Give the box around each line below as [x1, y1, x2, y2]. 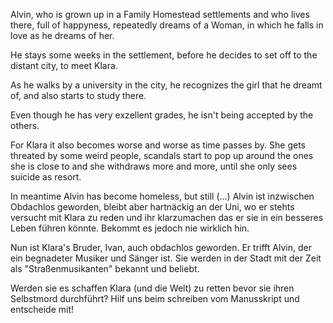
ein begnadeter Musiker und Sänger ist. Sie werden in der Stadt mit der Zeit [10, 252, 322, 264]
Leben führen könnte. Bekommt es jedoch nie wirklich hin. [10, 222, 250, 234]
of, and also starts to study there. [10, 90, 147, 101]
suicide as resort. [10, 171, 82, 183]
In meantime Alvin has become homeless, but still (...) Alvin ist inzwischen [10, 190, 315, 202]
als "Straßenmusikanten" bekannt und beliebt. [10, 263, 200, 274]
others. [10, 120, 40, 131]
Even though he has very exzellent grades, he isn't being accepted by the [10, 109, 314, 121]
